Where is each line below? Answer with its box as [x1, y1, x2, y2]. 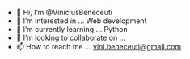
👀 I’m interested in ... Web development [15, 16, 147, 26]
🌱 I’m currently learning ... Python [15, 25, 128, 33]
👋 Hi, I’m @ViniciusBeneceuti [15, 8, 113, 17]
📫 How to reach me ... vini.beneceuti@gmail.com [15, 42, 182, 51]
